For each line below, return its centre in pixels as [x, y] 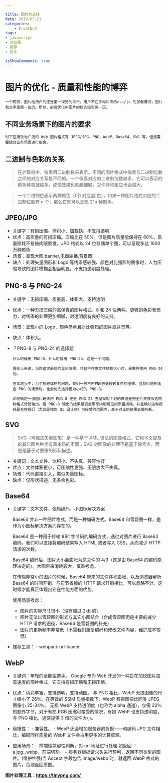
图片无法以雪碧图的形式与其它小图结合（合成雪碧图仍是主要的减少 [88, 617]
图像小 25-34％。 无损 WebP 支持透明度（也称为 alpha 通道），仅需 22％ [87, 705]
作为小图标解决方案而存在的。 [43, 526]
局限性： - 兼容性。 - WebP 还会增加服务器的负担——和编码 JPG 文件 [84, 729]
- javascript [19, 38]
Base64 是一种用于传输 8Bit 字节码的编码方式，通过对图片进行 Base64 [85, 536]
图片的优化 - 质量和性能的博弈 [66, 87]
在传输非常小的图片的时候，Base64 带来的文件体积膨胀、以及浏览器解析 [87, 577]
